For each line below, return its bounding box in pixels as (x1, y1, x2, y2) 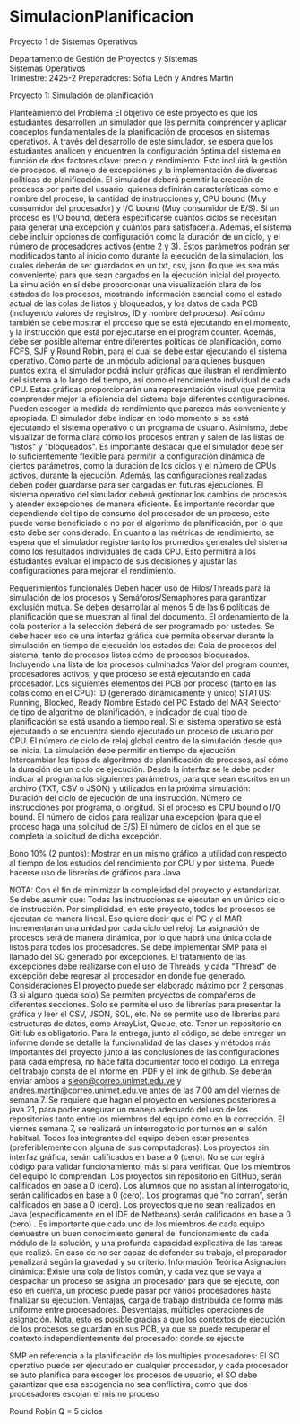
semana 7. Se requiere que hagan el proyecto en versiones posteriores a (9, 1094, 277, 1105)
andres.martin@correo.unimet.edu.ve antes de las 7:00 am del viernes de (9, 1085, 280, 1095)
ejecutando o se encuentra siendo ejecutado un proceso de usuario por (9, 725, 275, 736)
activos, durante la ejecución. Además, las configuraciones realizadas (9, 470, 267, 480)
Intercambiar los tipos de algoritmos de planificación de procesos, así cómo (9, 754, 289, 765)
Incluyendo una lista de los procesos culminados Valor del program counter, (9, 658, 290, 670)
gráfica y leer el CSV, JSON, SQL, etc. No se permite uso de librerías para (9, 1008, 280, 1019)
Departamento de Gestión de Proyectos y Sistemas (9, 53, 198, 64)
